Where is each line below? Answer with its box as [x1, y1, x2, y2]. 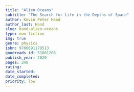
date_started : [5, 70, 36, 75]
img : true [5, 36, 27, 41]
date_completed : [5, 74, 40, 79]
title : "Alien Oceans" [5, 7, 54, 13]
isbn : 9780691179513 [5, 45, 50, 51]
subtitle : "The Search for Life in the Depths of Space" [5, 12, 129, 17]
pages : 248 [5, 60, 29, 65]
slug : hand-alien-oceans [5, 27, 58, 32]
